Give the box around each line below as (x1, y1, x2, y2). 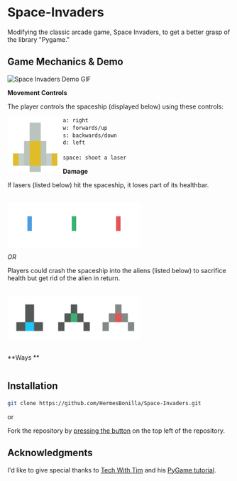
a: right (62, 116, 89, 124)
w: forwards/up (62, 124, 108, 131)
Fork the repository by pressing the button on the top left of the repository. (7, 426, 226, 435)
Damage (62, 167, 89, 175)
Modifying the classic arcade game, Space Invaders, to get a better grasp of (7, 28, 231, 36)
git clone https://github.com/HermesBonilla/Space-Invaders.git (7, 399, 202, 407)
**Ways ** (7, 353, 40, 362)
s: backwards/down (62, 132, 117, 139)
